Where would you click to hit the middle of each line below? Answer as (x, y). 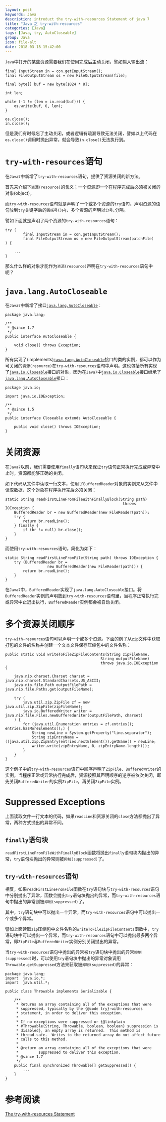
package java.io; (23, 387)
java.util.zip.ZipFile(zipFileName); (44, 707)
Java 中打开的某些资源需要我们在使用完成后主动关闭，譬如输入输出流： (77, 62)
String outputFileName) (125, 659)
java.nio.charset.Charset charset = (52, 676)
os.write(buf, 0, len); (39, 106)
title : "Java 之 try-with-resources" (44, 24)
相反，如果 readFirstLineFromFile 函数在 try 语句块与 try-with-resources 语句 (82, 889)
